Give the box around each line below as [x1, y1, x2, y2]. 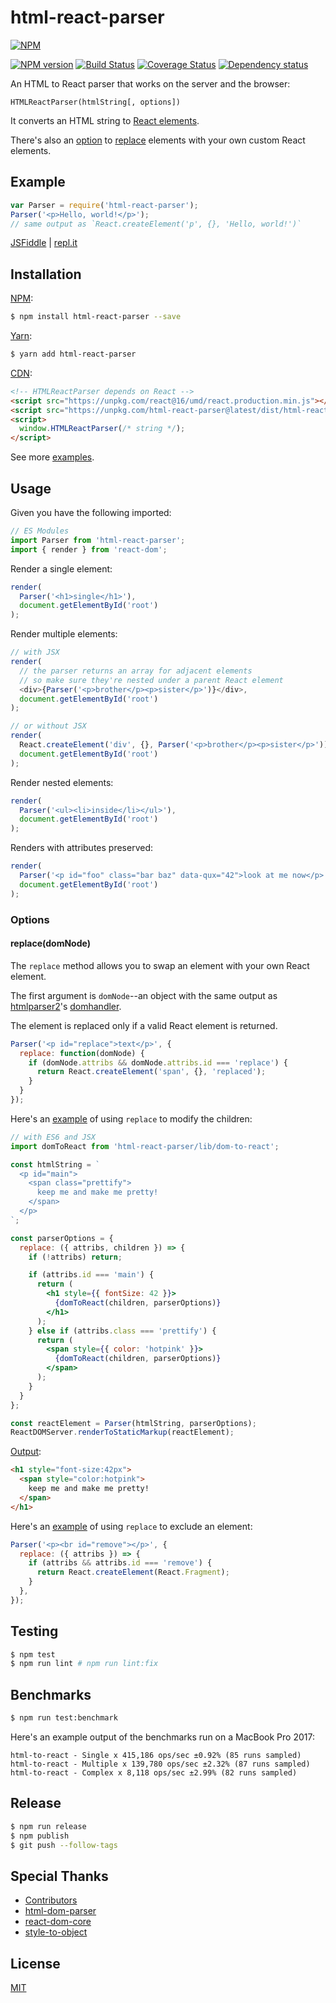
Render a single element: [10, 562, 113, 575]
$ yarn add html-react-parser [10, 349, 137, 360]
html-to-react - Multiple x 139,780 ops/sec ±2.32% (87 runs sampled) [10, 1759, 311, 1769]
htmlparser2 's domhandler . [10, 1000, 122, 1012]
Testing [10, 1623, 59, 1640]
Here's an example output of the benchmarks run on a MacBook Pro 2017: [10, 1731, 315, 1743]
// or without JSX [10, 721, 87, 731]
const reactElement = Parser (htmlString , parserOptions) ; [10, 1418, 257, 1428]
